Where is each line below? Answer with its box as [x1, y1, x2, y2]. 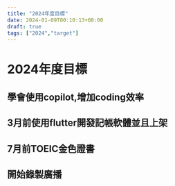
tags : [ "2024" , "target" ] [7, 29, 79, 37]
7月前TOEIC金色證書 [7, 143, 95, 155]
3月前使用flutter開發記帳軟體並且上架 [7, 117, 168, 129]
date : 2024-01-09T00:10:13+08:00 [7, 17, 104, 24]
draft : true [7, 23, 42, 30]
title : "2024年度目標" [7, 10, 68, 17]
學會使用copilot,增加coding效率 [7, 91, 144, 103]
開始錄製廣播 [7, 169, 62, 180]
